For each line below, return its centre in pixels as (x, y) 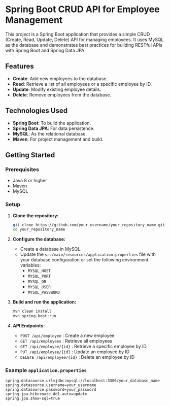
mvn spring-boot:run (34, 316)
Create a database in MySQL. (51, 249)
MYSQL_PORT (39, 277)
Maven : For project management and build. (58, 139)
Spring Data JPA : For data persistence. (54, 128)
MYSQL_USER (39, 287)
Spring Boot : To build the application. (52, 123)
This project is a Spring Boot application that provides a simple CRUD (78, 34)
